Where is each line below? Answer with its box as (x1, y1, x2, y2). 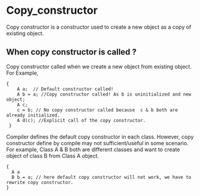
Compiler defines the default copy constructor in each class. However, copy (6, 133, 194, 140)
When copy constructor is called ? (6, 47, 137, 57)
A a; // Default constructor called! (17, 86, 114, 92)
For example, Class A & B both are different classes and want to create (6, 146, 180, 153)
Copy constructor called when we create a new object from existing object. (6, 63, 192, 70)
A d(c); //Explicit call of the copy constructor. (17, 117, 146, 123)
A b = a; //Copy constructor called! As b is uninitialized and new (17, 91, 192, 97)
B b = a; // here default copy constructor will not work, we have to (11, 174, 192, 180)
